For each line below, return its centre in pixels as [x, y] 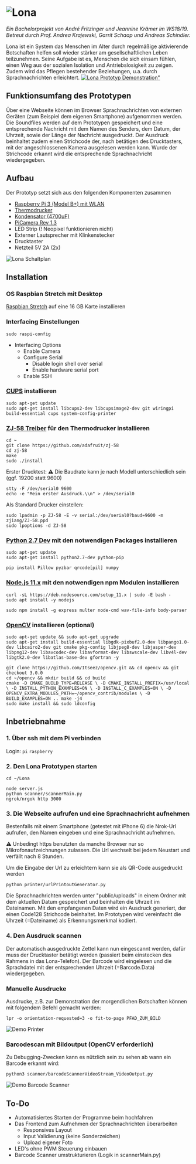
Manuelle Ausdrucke [36, 989]
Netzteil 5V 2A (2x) [37, 247]
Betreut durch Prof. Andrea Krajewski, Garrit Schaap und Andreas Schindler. [98, 35]
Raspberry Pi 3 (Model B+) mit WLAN [59, 204]
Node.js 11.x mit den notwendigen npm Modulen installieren [93, 583]
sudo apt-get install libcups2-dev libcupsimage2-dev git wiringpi [90, 408]
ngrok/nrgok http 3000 [34, 799]
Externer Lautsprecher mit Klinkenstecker [65, 235]
